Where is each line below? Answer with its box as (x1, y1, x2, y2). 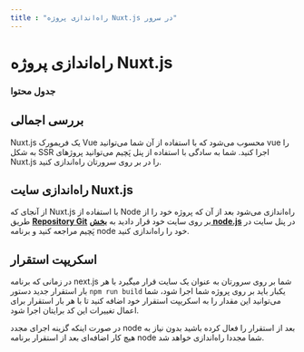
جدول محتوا (10, 84, 56, 97)
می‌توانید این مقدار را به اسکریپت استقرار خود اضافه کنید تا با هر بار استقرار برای (10, 296, 281, 307)
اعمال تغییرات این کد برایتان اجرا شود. (10, 305, 140, 316)
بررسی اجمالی (10, 112, 84, 128)
